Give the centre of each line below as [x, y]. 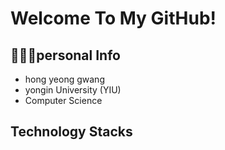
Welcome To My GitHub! [113, 18]
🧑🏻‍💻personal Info [65, 55]
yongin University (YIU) [73, 90]
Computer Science [63, 100]
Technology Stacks [71, 132]
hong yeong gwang [64, 79]
